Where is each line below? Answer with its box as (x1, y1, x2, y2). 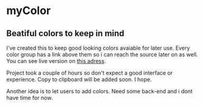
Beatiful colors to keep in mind (6, 28, 125, 39)
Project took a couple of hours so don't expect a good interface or (6, 69, 173, 77)
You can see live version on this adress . (6, 58, 106, 64)
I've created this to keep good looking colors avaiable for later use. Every (6, 44, 191, 51)
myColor (6, 4, 51, 18)
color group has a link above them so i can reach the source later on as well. (6, 51, 199, 58)
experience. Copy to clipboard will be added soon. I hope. (6, 76, 152, 83)
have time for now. (6, 94, 53, 101)
